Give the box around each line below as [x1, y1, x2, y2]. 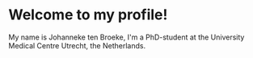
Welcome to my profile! [8, 6, 168, 24]
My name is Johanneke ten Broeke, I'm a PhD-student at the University [8, 32, 245, 42]
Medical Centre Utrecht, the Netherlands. [8, 40, 146, 50]
